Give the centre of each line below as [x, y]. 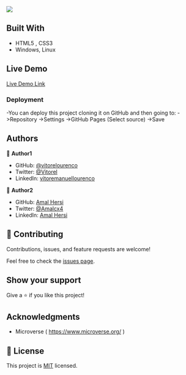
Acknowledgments [43, 316]
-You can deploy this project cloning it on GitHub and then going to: [91, 113]
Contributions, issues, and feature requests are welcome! [79, 249]
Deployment [25, 99]
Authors [22, 139]
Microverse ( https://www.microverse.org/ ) [70, 331]
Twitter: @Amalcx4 [39, 208]
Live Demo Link [26, 83]
